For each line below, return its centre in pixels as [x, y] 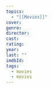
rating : [15, 44]
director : [18, 33]
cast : [12, 39]
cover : [14, 22]
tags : [12, 66]
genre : [14, 28]
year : [12, 50]
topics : [15, 11]
